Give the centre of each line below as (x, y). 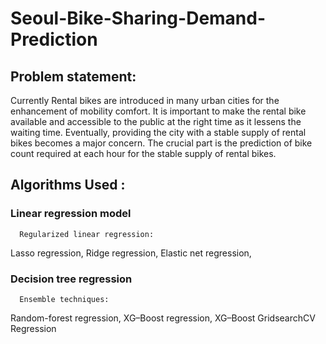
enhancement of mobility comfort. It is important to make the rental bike (158, 111)
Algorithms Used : (68, 185)
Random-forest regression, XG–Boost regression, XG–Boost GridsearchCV (163, 318)
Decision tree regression (71, 279)
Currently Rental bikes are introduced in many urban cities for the (145, 100)
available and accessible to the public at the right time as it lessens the (156, 121)
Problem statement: (73, 76)
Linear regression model (71, 214)
